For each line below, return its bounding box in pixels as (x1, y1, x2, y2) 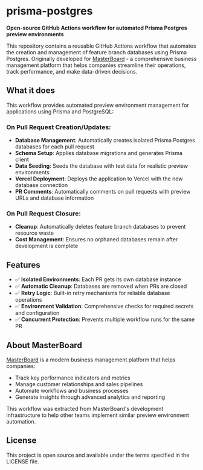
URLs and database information (14, 194, 94, 202)
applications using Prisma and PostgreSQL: (6, 107, 114, 115)
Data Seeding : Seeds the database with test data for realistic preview (14, 162, 188, 170)
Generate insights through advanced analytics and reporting (14, 393, 166, 401)
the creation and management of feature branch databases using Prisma (6, 48, 187, 56)
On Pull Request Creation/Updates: (6, 122, 111, 131)
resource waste (14, 229, 54, 237)
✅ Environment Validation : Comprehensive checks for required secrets (14, 303, 194, 310)
